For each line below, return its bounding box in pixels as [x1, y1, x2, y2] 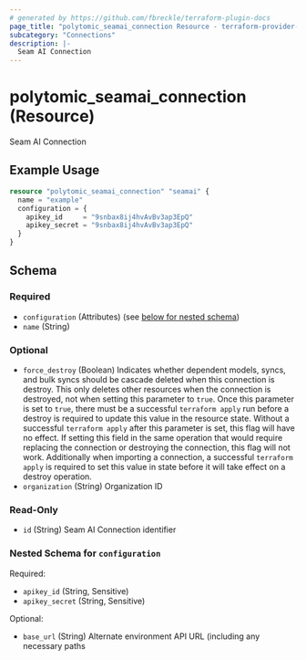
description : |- [9, 38, 71, 48]
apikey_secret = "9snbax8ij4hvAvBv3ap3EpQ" [25, 221, 194, 230]
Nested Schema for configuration [9, 547, 161, 560]
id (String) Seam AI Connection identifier [22, 524, 177, 535]
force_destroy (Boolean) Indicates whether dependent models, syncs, [22, 364, 287, 375]
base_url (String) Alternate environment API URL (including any [22, 631, 260, 642]
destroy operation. [22, 471, 93, 482]
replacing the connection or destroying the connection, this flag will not [22, 442, 291, 453]
